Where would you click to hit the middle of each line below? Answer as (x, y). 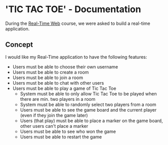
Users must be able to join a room (48, 78)
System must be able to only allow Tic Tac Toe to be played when (88, 94)
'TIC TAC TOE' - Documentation (73, 9)
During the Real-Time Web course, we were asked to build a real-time (78, 23)
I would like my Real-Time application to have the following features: (76, 57)
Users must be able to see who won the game (68, 131)
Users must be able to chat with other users (58, 83)
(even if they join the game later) (54, 115)
